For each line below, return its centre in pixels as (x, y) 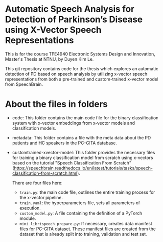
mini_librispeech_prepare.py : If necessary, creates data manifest (86, 223)
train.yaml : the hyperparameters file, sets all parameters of (80, 203)
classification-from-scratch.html (45, 173)
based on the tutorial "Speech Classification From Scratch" (71, 162)
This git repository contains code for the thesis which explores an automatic (82, 68)
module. (28, 218)
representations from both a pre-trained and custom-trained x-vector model (82, 79)
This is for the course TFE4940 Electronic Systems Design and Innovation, (80, 54)
